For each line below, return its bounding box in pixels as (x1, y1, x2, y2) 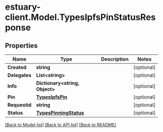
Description (101, 56, 129, 62)
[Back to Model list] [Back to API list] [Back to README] (5, 122, 116, 128)
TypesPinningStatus (36, 110, 84, 116)
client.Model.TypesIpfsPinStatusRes (5, 12, 156, 23)
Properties (5, 41, 38, 49)
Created (7, 64, 27, 70)
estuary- (5, 1, 41, 13)
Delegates (7, 72, 32, 79)
